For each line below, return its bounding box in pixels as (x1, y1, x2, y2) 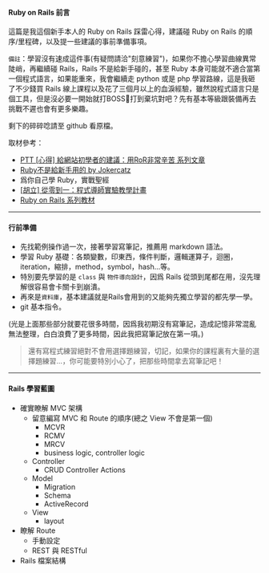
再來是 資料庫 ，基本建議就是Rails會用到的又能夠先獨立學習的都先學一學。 (19, 292, 258, 302)
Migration (43, 482, 76, 491)
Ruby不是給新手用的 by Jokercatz (19, 165, 131, 175)
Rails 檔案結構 (19, 555, 66, 565)
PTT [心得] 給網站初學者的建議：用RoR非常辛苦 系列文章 (19, 155, 206, 165)
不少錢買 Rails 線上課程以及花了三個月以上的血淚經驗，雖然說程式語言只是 (14, 84, 259, 94)
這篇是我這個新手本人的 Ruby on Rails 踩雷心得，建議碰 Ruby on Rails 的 (8, 26, 246, 36)
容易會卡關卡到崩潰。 (34, 282, 105, 292)
